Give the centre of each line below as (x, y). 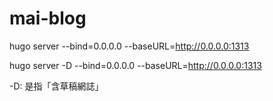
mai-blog (48, 18)
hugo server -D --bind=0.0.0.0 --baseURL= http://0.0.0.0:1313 (135, 65)
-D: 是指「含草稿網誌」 (56, 86)
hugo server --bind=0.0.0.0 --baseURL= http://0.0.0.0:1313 (129, 46)
